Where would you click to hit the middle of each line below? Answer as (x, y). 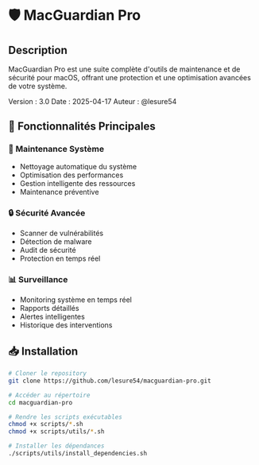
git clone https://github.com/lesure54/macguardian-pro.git (110, 381)
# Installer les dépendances (56, 446)
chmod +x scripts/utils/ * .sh (56, 432)
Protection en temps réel (60, 258)
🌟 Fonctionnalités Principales (82, 127)
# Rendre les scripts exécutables (66, 417)
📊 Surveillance (38, 279)
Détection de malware (56, 241)
